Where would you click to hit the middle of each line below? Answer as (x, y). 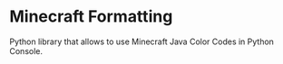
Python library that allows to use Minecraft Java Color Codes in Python (142, 41)
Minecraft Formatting (91, 17)
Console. (26, 50)
